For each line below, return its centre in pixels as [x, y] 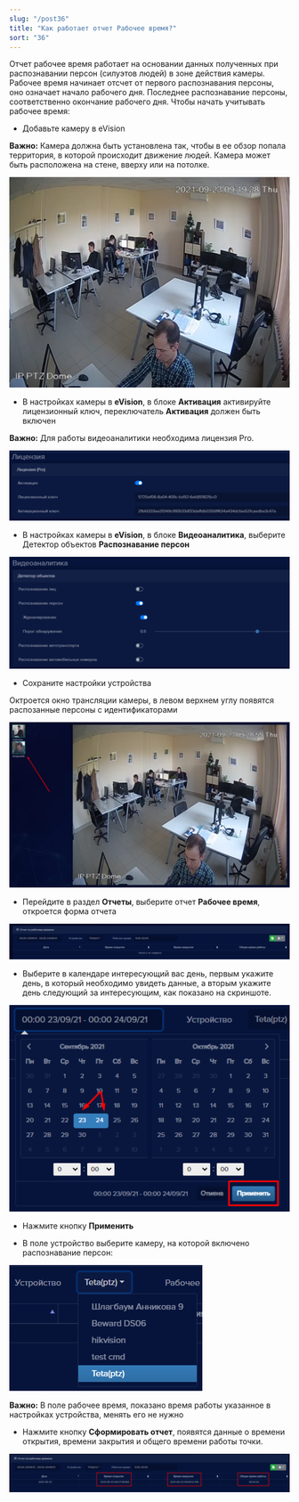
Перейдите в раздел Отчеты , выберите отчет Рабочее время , [141, 902]
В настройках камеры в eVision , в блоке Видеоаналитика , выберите [154, 535]
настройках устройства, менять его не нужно [97, 1414]
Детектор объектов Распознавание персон [105, 544]
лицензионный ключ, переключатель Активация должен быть [141, 412]
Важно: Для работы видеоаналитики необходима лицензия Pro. [132, 438]
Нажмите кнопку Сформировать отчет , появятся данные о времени [154, 1432]
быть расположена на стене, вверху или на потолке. [109, 165]
